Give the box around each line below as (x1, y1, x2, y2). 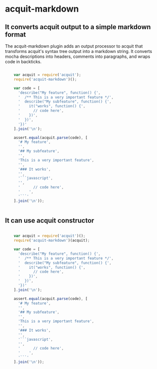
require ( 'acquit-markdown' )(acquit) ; (14, 238, 90, 243)
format (5, 30, 26, 38)
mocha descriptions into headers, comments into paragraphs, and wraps (5, 53, 150, 59)
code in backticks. (5, 59, 42, 64)
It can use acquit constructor (5, 216, 94, 225)
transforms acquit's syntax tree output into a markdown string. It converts (5, 49, 153, 54)
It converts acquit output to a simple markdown (5, 23, 151, 31)
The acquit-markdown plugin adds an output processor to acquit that (5, 43, 143, 49)
